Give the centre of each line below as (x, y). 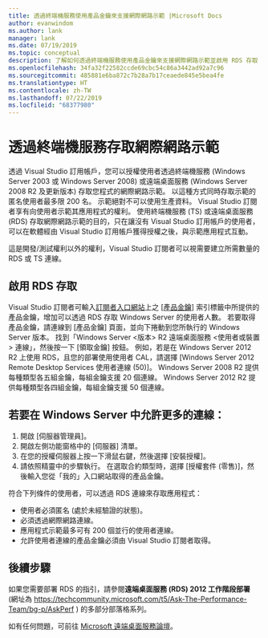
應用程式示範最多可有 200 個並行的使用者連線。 (99, 530)
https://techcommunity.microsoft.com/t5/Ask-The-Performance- (140, 599)
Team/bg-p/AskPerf (41, 609)
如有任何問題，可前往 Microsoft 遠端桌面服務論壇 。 (93, 626)
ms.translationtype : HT (48, 83)
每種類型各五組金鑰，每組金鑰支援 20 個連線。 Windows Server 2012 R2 (128, 377)
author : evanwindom (41, 23)
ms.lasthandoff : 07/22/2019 (55, 98)
